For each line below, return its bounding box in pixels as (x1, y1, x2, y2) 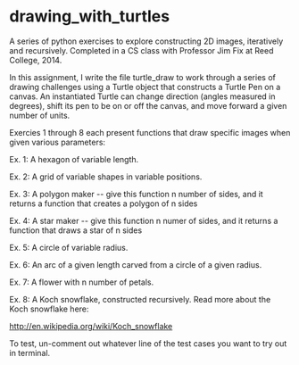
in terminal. (9, 347, 51, 358)
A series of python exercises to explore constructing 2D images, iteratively (9, 36, 284, 46)
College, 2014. (9, 54, 62, 65)
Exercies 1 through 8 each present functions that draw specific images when (9, 127, 291, 137)
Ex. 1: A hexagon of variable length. (9, 153, 139, 164)
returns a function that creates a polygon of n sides (9, 198, 198, 209)
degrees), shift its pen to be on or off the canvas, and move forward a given (9, 100, 287, 111)
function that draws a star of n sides (9, 225, 143, 236)
